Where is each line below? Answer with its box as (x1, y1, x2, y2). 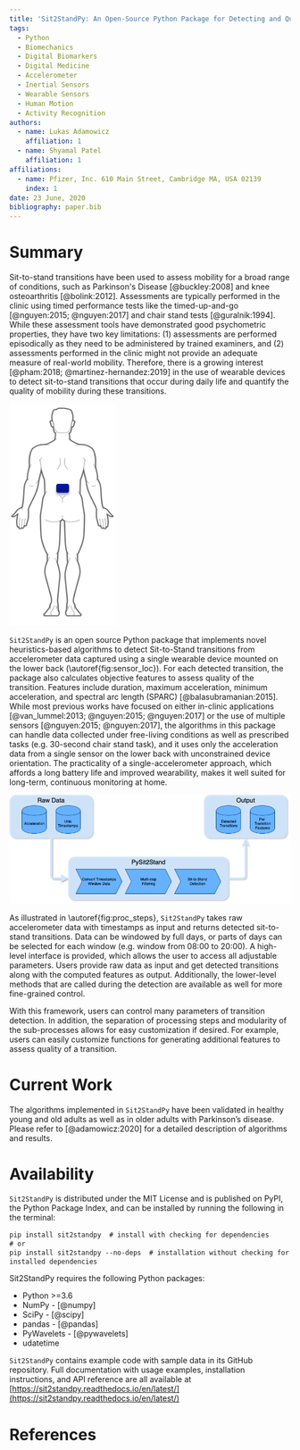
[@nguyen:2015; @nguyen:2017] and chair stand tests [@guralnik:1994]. (9, 310, 276, 321)
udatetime (21, 1337, 60, 1348)
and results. (9, 1132, 53, 1143)
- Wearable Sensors (17, 89, 90, 98)
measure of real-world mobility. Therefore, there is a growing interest (9, 357, 263, 368)
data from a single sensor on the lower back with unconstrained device (9, 748, 271, 759)
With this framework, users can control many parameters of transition (9, 1005, 265, 1016)
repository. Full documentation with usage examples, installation (9, 1364, 246, 1375)
